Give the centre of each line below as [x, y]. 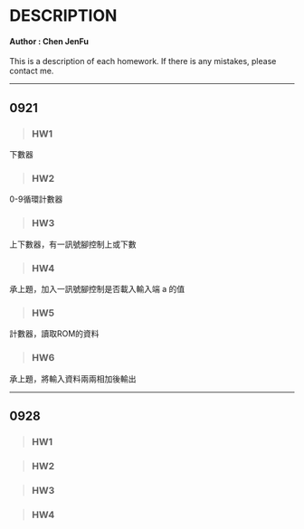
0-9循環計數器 [36, 199]
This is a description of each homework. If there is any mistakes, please [143, 61]
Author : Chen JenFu [49, 41]
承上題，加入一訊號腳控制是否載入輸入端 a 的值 [97, 288]
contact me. [32, 71]
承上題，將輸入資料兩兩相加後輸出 [73, 378]
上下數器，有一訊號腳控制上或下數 [73, 244]
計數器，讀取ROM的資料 [54, 334]
